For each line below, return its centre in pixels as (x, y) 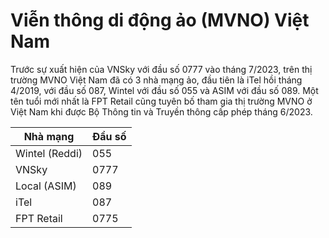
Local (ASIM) (46, 186)
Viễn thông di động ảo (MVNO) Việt (160, 20)
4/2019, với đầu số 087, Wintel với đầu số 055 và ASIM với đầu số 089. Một (164, 90)
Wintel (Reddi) (49, 153)
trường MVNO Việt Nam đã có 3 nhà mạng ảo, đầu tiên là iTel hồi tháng (156, 80)
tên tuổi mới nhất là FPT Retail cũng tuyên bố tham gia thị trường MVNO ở (161, 101)
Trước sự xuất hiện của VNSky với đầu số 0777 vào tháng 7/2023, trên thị (161, 69)
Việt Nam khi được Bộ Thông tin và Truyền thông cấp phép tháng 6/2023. (161, 111)
